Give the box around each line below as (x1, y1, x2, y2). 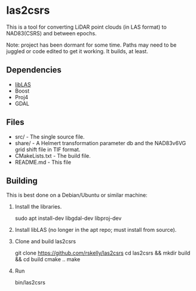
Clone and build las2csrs (14, 238, 76, 245)
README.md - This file (14, 158, 72, 166)
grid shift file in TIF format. (14, 146, 81, 153)
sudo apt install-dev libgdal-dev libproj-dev (14, 215, 122, 222)
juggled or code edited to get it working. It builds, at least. (6, 47, 148, 54)
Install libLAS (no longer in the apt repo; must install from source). (14, 226, 177, 234)
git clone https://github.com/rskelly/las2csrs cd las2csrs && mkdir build (14, 249, 191, 257)
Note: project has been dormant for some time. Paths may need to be (6, 41, 177, 48)
